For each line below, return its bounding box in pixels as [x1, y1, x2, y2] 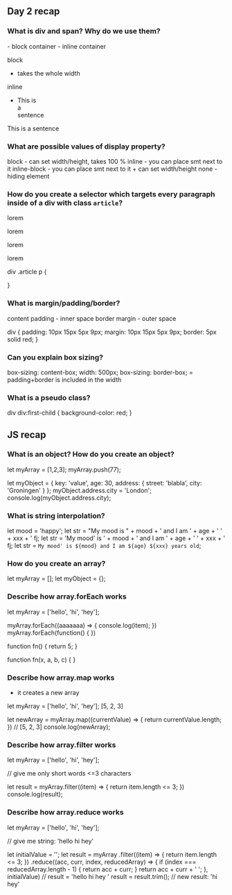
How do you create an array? [7, 559, 106, 569]
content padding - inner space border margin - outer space [7, 314, 177, 322]
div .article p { [7, 267, 47, 276]
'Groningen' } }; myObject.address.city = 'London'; [7, 486, 152, 494]
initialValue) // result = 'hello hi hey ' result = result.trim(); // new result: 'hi [7, 872, 218, 880]
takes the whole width [17, 69, 81, 77]
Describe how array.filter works [7, 739, 116, 749]
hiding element [7, 172, 50, 180]
